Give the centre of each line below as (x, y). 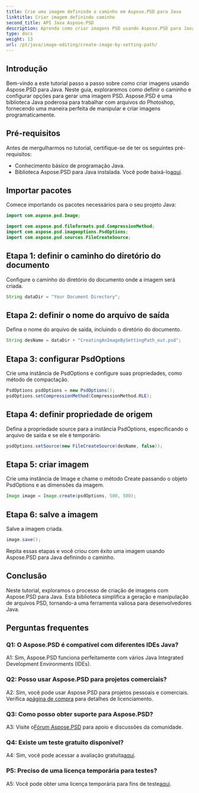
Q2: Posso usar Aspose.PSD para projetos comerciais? (86, 680)
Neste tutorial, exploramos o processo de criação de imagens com (87, 590)
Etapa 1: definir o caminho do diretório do (84, 256)
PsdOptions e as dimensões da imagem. (55, 485)
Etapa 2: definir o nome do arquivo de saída (88, 315)
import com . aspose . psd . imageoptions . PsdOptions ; (67, 232)
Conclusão (27, 576)
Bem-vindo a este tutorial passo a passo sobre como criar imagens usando (98, 83)
